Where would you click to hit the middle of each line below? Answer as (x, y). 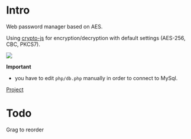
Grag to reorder (25, 130)
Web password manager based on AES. (54, 27)
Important (19, 67)
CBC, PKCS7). (23, 44)
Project (15, 90)
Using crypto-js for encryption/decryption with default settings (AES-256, (96, 38)
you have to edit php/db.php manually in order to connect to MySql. (96, 78)
